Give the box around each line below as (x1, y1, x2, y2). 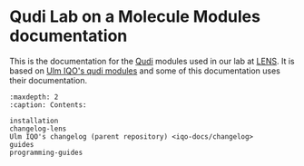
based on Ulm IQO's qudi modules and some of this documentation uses (9, 65, 281, 76)
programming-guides (9, 148, 83, 157)
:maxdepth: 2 (9, 93, 59, 102)
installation (9, 116, 59, 125)
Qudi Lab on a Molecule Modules (9, 6, 261, 27)
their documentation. (9, 74, 88, 85)
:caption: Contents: (9, 100, 88, 110)
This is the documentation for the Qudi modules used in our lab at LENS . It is (9, 55, 295, 66)
